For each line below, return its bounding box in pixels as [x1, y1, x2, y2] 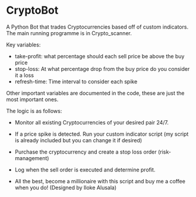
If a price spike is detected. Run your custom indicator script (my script [14, 130, 189, 137]
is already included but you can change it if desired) [14, 136, 143, 143]
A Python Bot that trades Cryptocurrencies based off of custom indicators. [6, 23, 189, 30]
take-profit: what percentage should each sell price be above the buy [14, 52, 185, 60]
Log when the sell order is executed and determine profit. [14, 166, 156, 173]
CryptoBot [6, 4, 59, 17]
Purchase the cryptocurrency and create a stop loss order [14, 148, 157, 155]
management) [14, 154, 49, 161]
